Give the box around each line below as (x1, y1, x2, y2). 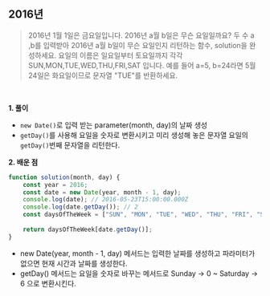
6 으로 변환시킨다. (19, 278, 76, 288)
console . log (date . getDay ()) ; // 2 (22, 203, 138, 211)
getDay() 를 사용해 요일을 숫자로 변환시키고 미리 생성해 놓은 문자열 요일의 (19, 130, 249, 140)
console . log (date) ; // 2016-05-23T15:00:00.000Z (22, 196, 189, 204)
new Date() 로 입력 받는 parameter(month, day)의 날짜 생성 (19, 120, 207, 130)
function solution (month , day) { (8, 173, 121, 181)
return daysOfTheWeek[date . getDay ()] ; (22, 225, 153, 233)
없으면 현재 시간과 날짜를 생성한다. (19, 258, 128, 268)
